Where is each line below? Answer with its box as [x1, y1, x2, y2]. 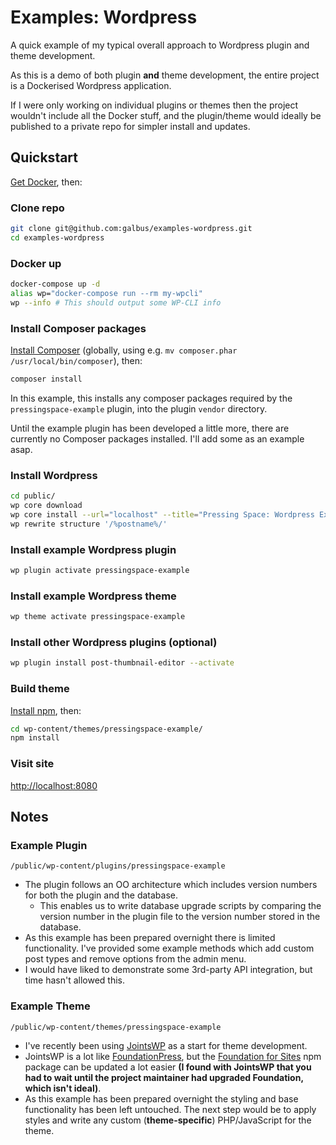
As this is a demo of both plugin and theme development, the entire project [10, 69, 320, 81]
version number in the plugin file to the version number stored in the [39, 911, 321, 923]
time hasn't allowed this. [24, 974, 125, 986]
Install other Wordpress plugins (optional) [10, 635, 218, 649]
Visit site [10, 757, 55, 771]
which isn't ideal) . [24, 1082, 102, 1094]
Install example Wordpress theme [10, 589, 177, 603]
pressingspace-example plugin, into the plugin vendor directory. [10, 402, 268, 415]
